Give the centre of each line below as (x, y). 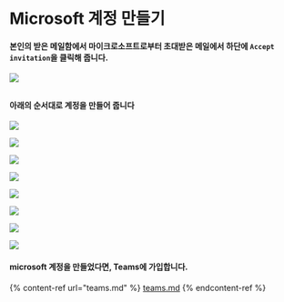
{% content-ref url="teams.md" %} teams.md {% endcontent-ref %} (138, 287)
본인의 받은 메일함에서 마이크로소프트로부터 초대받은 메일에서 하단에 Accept (142, 45)
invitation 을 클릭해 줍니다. (59, 57)
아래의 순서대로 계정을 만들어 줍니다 (72, 105)
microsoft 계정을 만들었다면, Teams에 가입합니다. (99, 267)
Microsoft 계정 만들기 (87, 19)
